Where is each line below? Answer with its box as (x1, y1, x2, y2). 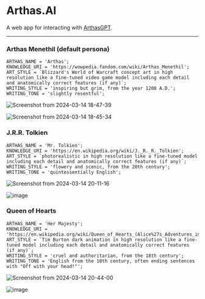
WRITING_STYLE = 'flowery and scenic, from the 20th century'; (6, 164, 171, 170)
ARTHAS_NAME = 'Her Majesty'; (6, 220, 84, 226)
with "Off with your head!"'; (6, 263, 84, 269)
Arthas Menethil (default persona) (6, 45, 110, 53)
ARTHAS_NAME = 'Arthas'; (6, 59, 70, 65)
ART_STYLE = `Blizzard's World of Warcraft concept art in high (6, 70, 173, 76)
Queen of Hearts (6, 207, 57, 215)
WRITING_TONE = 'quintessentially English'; (6, 169, 121, 175)
